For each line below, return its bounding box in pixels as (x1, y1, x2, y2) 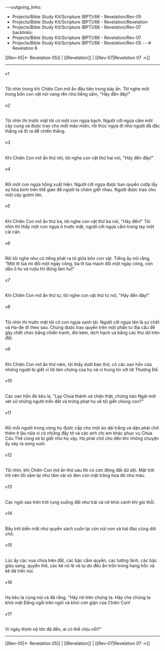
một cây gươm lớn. (5, 192, 43, 198)
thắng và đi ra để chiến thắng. (5, 128, 66, 134)
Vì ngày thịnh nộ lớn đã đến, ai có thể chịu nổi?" (5, 626, 102, 632)
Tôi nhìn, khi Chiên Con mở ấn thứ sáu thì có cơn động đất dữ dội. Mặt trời (5, 467, 155, 473)
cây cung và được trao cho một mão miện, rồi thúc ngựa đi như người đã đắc (5, 123, 160, 129)
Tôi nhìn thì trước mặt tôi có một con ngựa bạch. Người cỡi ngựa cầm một (5, 118, 153, 124)
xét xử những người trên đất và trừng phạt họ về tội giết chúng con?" (5, 398, 144, 404)
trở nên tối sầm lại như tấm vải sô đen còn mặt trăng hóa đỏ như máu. (5, 472, 146, 478)
